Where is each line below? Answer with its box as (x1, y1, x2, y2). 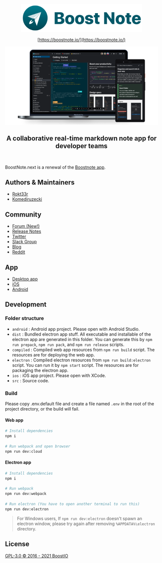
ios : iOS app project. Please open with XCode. (12, 373, 106, 378)
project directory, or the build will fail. (5, 406, 80, 411)
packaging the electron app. (12, 367, 69, 373)
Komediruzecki (12, 196, 42, 202)
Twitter (12, 234, 27, 239)
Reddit (12, 249, 25, 255)
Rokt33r (12, 191, 28, 197)
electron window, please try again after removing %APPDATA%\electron (16, 521, 155, 527)
